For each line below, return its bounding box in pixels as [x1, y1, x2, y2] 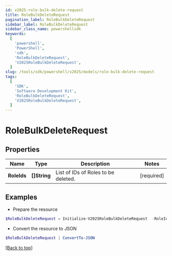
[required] [140, 172, 164, 179]
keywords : [5, 31, 27, 36]
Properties [5, 145, 40, 154]
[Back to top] [5, 244, 33, 251]
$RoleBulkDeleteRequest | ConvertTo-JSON [5, 235, 95, 241]
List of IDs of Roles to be [55, 169, 115, 176]
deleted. [55, 175, 76, 182]
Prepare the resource [12, 206, 58, 212]
